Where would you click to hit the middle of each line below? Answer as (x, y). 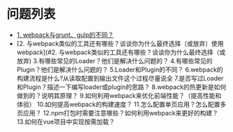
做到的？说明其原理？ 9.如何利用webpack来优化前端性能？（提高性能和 (119, 95)
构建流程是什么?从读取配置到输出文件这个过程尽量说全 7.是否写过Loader (120, 78)
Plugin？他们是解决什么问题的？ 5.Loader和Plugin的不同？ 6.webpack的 (120, 69)
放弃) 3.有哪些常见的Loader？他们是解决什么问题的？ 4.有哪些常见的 (115, 60)
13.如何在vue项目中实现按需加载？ (66, 122)
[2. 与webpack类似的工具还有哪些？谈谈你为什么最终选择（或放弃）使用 (120, 43)
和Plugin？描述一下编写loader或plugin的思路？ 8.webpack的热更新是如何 (121, 87)
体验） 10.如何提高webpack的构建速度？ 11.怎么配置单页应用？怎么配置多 (121, 104)
